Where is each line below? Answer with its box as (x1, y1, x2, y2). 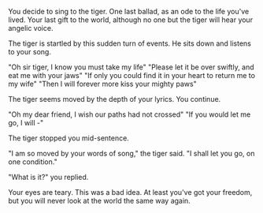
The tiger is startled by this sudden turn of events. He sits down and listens (8, 39, 252, 48)
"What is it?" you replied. (8, 173, 89, 181)
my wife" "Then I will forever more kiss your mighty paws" (8, 79, 197, 88)
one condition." (8, 157, 57, 166)
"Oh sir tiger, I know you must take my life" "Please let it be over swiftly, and (8, 62, 254, 72)
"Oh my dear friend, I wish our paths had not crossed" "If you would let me (8, 110, 251, 119)
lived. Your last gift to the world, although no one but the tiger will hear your (8, 15, 254, 24)
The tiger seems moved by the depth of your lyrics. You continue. (8, 95, 221, 103)
